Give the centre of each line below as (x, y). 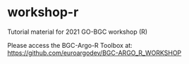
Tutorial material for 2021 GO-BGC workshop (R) (78, 32)
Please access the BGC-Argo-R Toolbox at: (70, 45)
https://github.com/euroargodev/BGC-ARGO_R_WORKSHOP (94, 53)
